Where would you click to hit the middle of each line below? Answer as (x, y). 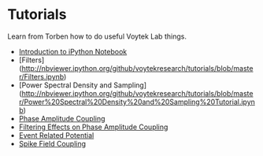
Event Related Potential (56, 135)
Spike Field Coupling (52, 143)
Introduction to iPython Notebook (73, 51)
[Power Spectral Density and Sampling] (83, 85)
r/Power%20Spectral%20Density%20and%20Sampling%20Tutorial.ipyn (137, 102)
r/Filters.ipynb (41, 76)
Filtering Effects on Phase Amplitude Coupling (93, 127)
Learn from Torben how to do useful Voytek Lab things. (97, 36)
